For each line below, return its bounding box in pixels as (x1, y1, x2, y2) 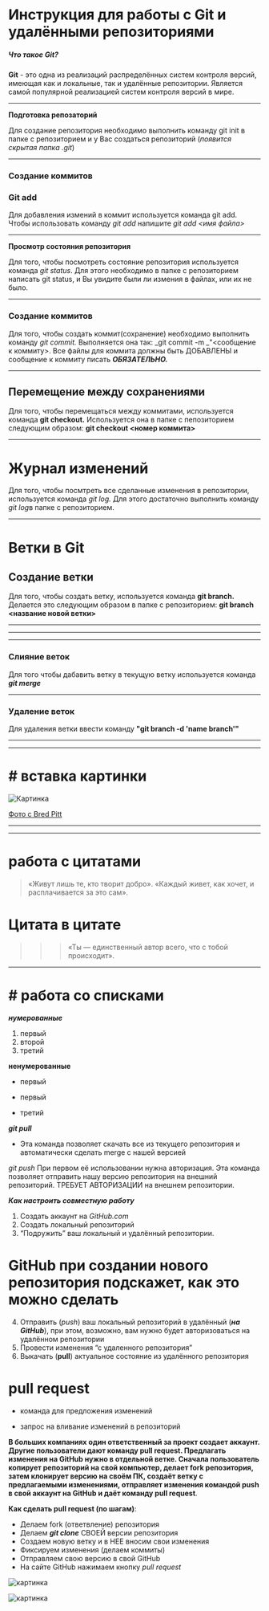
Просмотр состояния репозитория (8, 242, 131, 251)
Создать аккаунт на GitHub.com (19, 1211, 129, 1221)
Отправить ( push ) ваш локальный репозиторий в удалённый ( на (19, 1317, 240, 1327)
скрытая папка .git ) (8, 143, 75, 153)
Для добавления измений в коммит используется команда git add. (8, 210, 238, 220)
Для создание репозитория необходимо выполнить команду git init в (8, 126, 246, 136)
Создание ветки (8, 570, 94, 584)
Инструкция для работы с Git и (8, 6, 227, 24)
